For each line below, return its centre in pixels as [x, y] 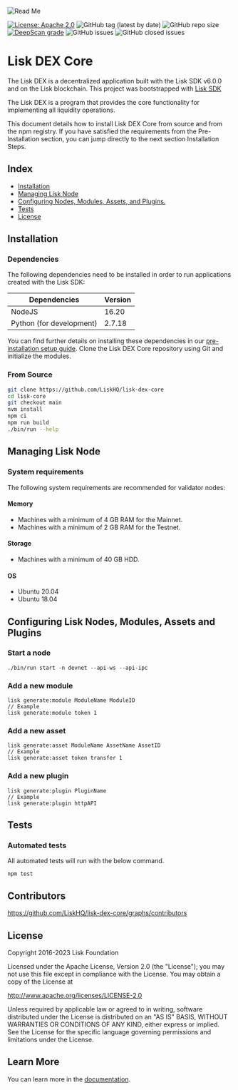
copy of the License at [40, 982]
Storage [20, 544]
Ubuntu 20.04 [38, 591]
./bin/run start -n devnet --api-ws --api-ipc [78, 668]
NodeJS [25, 312]
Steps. [17, 146]
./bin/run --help [33, 429]
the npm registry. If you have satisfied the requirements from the [102, 131]
